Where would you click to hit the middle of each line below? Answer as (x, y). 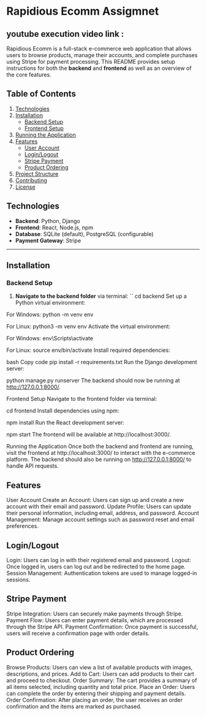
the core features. (29, 74)
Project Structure (37, 173)
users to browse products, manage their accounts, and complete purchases (102, 55)
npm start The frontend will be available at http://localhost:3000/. (89, 435)
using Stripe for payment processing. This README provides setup (91, 62)
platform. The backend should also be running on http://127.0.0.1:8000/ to (99, 459)
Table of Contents (41, 94)
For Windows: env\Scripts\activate (50, 338)
